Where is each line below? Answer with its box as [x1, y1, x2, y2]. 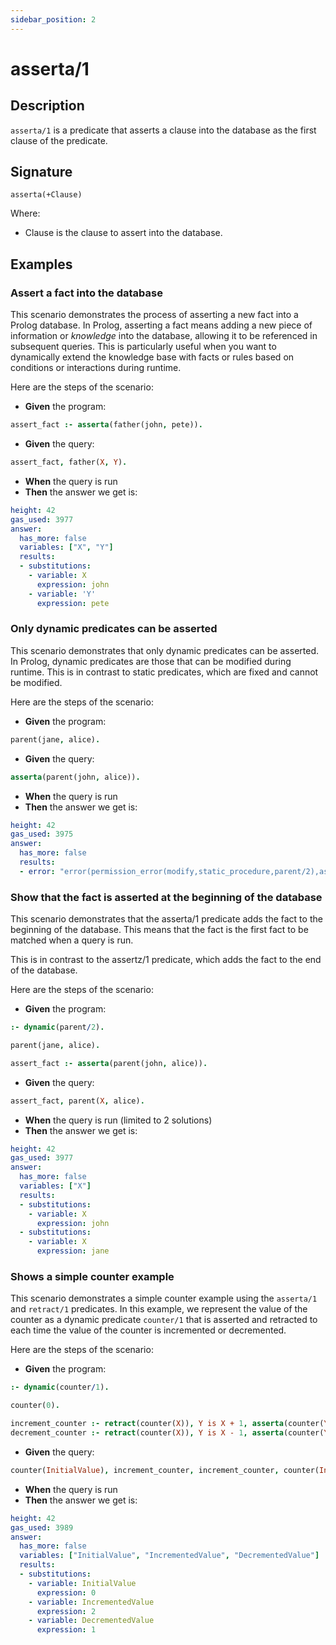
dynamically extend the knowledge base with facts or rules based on [10, 351, 295, 363]
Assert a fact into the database [10, 286, 163, 300]
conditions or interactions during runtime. [10, 362, 182, 374]
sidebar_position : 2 [10, 14, 97, 25]
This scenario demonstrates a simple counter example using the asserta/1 [10, 1292, 318, 1305]
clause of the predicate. [10, 134, 108, 146]
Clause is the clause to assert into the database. [24, 227, 223, 239]
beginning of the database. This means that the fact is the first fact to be [10, 924, 309, 936]
